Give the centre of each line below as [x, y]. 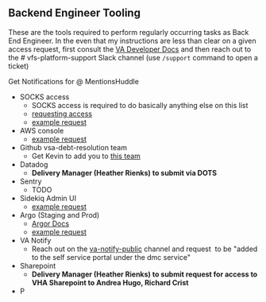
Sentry [31, 181]
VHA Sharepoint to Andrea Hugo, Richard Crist [110, 282]
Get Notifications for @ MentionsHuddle [73, 81]
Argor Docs [50, 223]
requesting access [62, 114]
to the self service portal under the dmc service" [111, 257]
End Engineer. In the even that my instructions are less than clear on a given [132, 41]
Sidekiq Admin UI [48, 198]
